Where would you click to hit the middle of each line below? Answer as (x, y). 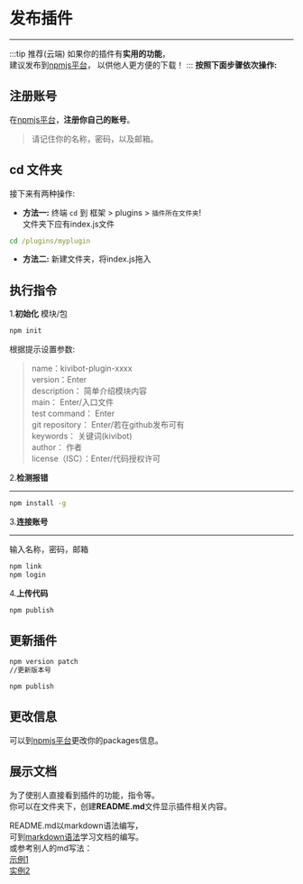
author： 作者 (57, 447)
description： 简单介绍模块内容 (89, 391)
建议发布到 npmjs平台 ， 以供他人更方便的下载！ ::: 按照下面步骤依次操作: (143, 65)
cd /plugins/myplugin (50, 241)
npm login (28, 575)
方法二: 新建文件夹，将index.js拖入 (87, 259)
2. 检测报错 (29, 478)
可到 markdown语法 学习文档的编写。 (77, 836)
